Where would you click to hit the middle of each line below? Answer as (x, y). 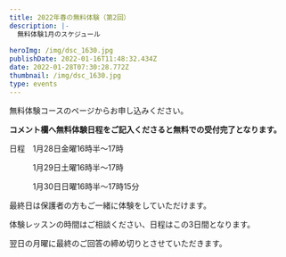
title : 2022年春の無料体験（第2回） (70, 17)
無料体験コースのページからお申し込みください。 (99, 110)
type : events (33, 84)
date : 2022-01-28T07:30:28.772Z (69, 68)
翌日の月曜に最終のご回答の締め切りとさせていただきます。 (118, 243)
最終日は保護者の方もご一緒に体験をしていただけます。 (110, 205)
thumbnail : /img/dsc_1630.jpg (65, 76)
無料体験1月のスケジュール (59, 34)
